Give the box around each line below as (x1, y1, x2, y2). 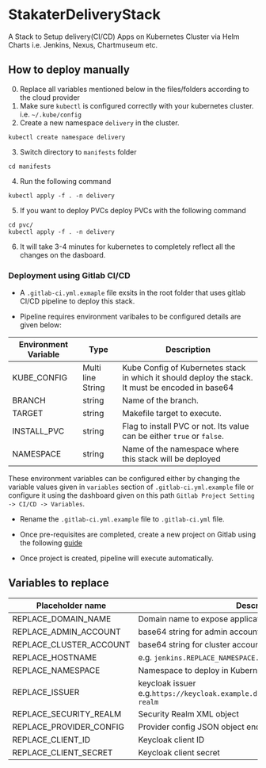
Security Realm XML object (138, 708, 239, 719)
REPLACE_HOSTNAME (12, 651, 97, 663)
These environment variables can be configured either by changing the (8, 474, 240, 483)
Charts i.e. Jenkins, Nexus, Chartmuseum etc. (8, 40, 158, 49)
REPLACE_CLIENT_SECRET (12, 747, 113, 758)
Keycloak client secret (138, 747, 220, 758)
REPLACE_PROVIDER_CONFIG (12, 721, 125, 732)
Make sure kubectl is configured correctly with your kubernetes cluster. (19, 101, 254, 110)
